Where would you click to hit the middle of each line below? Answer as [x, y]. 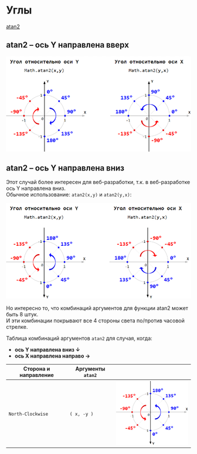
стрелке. [17, 326]
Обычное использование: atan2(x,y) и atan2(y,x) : [69, 195]
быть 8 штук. [22, 314]
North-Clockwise [28, 414]
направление [37, 375]
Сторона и [37, 369]
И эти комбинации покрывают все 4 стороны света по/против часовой [95, 321]
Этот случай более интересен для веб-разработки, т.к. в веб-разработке [98, 182]
